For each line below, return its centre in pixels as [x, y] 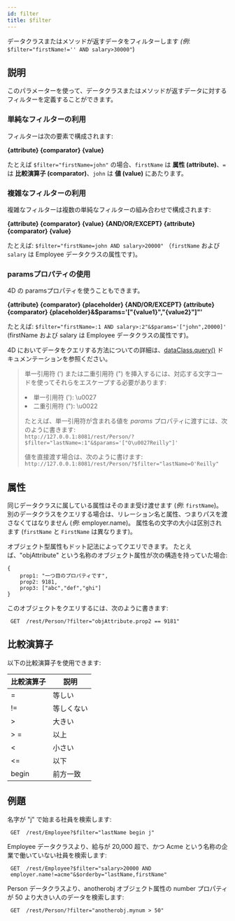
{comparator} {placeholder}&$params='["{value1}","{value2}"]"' [105, 312]
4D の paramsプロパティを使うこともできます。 [76, 290]
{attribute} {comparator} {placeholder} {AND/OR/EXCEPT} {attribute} [111, 304]
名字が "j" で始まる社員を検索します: [59, 819]
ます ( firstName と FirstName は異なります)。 [72, 532]
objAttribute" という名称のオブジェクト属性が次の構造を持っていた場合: [125, 555]
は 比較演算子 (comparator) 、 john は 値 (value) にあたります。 [97, 173]
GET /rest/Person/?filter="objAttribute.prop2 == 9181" [95, 621]
